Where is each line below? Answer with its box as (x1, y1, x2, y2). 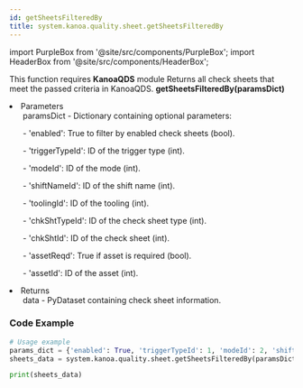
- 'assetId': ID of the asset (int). (22, 267, 139, 278)
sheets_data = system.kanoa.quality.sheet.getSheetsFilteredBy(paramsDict (9, 354, 297, 364)
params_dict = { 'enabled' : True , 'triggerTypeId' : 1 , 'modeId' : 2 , (9, 346, 269, 355)
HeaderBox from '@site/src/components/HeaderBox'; (9, 56, 209, 67)
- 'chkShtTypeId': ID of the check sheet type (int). (22, 215, 207, 226)
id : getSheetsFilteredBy (9, 13, 103, 23)
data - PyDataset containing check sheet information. (22, 294, 222, 305)
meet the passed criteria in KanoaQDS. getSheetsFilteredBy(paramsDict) (9, 83, 286, 94)
